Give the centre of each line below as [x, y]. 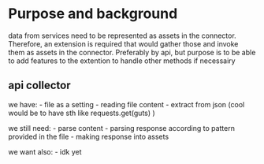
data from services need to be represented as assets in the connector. [122, 35]
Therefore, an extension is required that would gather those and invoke [123, 43]
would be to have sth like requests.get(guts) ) [82, 113]
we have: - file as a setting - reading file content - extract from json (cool [126, 104]
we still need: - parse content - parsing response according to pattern [121, 128]
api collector [39, 86]
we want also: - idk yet [45, 151]
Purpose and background [93, 14]
